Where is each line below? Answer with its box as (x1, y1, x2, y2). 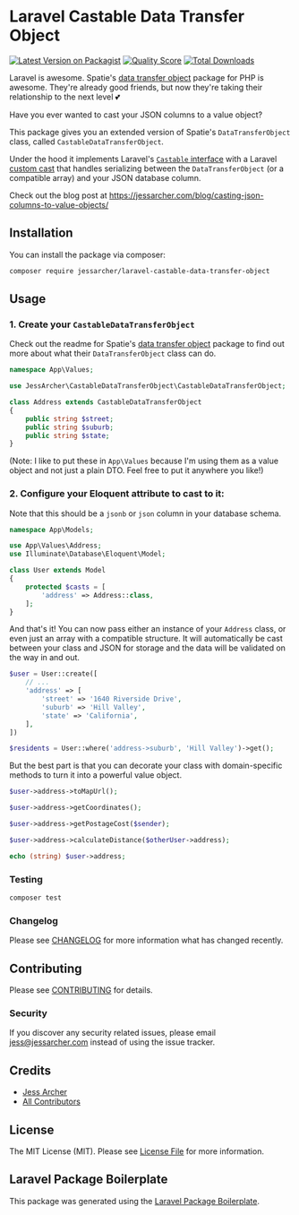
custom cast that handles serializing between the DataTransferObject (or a (9, 163, 285, 174)
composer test (9, 893, 63, 902)
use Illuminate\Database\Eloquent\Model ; (9, 549, 167, 559)
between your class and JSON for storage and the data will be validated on (9, 642, 286, 653)
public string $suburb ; (25, 423, 115, 432)
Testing (9, 873, 43, 885)
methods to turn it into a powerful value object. (9, 770, 182, 780)
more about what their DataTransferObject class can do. (9, 348, 217, 359)
